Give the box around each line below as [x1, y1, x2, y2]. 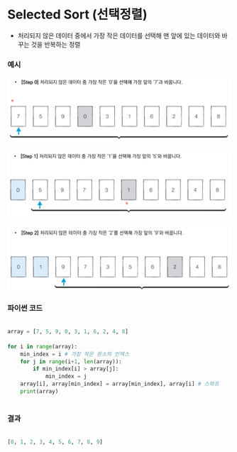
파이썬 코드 [7, 303, 43, 313]
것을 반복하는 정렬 [31, 40, 81, 48]
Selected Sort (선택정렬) [7, 6, 148, 23]
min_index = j [45, 373, 87, 380]
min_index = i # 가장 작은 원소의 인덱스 [20, 351, 130, 358]
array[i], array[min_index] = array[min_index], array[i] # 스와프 [20, 380, 219, 387]
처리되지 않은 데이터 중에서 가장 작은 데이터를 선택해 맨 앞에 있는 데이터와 [17, 31, 221, 40]
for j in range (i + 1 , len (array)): [20, 358, 122, 365]
